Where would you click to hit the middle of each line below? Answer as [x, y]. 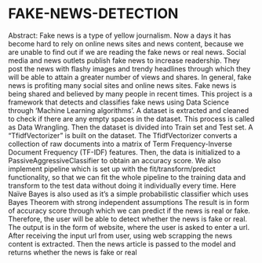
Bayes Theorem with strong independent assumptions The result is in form [129, 202]
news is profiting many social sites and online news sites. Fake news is [122, 85]
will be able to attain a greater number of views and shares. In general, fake [130, 77]
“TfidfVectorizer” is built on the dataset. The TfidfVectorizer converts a [123, 135]
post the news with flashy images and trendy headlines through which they [129, 68]
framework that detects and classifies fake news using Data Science [119, 102]
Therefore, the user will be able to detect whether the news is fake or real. [128, 219]
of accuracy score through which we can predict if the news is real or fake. [129, 210]
